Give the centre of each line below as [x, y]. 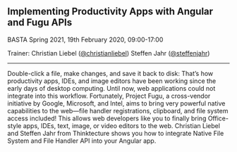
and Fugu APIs [40, 23]
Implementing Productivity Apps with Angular [110, 12]
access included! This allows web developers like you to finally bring [107, 118]
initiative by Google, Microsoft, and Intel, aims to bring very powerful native [116, 103]
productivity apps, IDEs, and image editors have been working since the [112, 81]
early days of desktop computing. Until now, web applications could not [111, 88]
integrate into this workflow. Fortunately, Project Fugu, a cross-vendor [109, 96]
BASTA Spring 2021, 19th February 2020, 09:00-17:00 [85, 39]
